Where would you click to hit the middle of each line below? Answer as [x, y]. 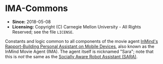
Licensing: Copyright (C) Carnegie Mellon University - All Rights [76, 26]
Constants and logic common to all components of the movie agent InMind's [81, 41]
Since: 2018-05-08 [31, 22]
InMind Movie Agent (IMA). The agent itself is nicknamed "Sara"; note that [79, 51]
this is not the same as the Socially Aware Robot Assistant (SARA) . [71, 56]
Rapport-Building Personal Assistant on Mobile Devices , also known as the [80, 46]
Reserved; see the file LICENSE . [43, 32]
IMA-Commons [36, 8]
